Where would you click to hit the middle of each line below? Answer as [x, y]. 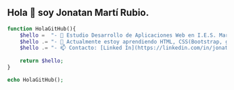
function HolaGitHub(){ [42, 28]
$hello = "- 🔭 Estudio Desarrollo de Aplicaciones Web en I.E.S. [118, 35]
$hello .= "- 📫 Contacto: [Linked [71, 48]
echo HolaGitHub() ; [36, 80]
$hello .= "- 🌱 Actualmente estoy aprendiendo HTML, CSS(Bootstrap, [121, 42]
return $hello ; [42, 61]
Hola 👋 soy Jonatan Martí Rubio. [78, 13]
